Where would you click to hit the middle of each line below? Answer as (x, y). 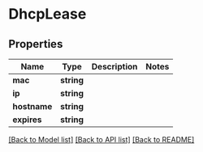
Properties (36, 44)
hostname (32, 106)
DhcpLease (48, 14)
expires (27, 120)
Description (114, 67)
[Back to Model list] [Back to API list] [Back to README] (101, 139)
